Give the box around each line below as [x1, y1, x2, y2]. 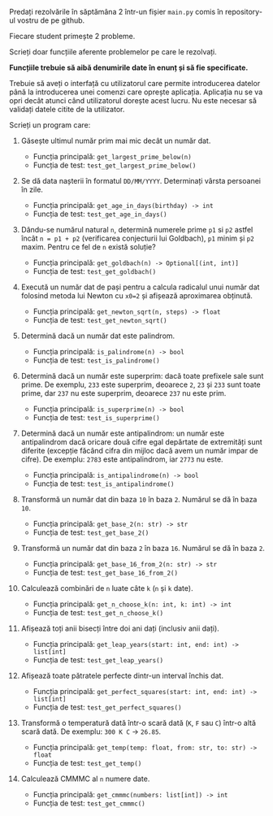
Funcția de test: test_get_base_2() [32, 527, 149, 537]
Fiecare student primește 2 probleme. [9, 32, 136, 41]
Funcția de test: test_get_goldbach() [32, 267, 157, 276]
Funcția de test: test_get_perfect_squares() [32, 702, 182, 712]
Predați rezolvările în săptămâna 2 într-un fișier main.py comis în [9, 7, 224, 16]
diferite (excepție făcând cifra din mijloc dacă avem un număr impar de [20, 446, 258, 455]
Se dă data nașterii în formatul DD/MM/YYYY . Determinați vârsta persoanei [20, 176, 261, 185]
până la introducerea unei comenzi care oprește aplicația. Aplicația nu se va [9, 87, 263, 97]
